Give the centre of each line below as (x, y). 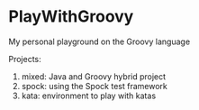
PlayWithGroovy (71, 17)
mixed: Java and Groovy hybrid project (94, 76)
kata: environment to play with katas (89, 96)
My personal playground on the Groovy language (99, 41)
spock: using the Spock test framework (94, 86)
